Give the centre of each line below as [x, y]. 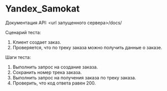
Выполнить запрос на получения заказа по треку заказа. [74, 77]
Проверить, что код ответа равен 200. [54, 83]
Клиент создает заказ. [37, 42]
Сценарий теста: [23, 32]
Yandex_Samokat [43, 9]
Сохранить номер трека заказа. [47, 72]
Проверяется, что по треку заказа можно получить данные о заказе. [87, 47]
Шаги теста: [18, 57]
